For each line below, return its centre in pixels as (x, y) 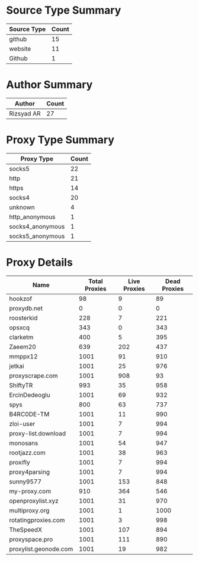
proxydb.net (26, 308)
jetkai (17, 366)
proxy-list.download (38, 433)
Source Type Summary (64, 10)
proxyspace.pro (31, 539)
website (20, 49)
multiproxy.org (29, 510)
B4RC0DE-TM (29, 414)
